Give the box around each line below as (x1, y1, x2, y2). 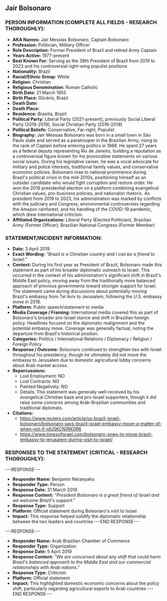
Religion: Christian (12, 79, 51, 85)
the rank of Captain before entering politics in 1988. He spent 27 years (12, 142, 157, 149)
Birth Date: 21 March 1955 (12, 89, 66, 95)
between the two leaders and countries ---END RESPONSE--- (12, 519, 140, 525)
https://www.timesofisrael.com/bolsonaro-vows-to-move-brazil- (19, 431, 153, 437)
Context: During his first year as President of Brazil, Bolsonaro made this (12, 261, 162, 267)
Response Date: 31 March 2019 (12, 487, 77, 493)
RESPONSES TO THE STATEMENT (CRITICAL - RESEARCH (5, 449, 148, 456)
